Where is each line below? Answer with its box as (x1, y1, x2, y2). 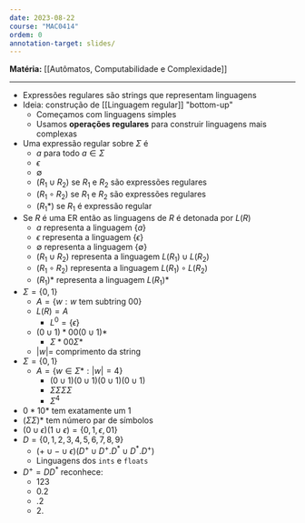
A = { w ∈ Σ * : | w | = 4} (35, 365, 123, 376)
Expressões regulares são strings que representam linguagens (22, 90, 257, 101)
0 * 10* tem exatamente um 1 (22, 406, 132, 417)
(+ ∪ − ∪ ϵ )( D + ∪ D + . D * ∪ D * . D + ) (35, 444, 155, 456)
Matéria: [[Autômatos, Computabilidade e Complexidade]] (9, 64, 228, 75)
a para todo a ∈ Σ (35, 147, 105, 159)
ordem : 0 (9, 30, 43, 39)
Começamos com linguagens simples (35, 109, 177, 120)
